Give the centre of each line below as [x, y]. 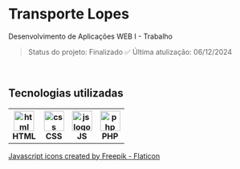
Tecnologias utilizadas [66, 93]
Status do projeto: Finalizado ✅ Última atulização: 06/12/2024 [130, 52]
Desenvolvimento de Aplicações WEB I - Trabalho [91, 36]
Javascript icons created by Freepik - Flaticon [84, 156]
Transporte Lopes [69, 14]
